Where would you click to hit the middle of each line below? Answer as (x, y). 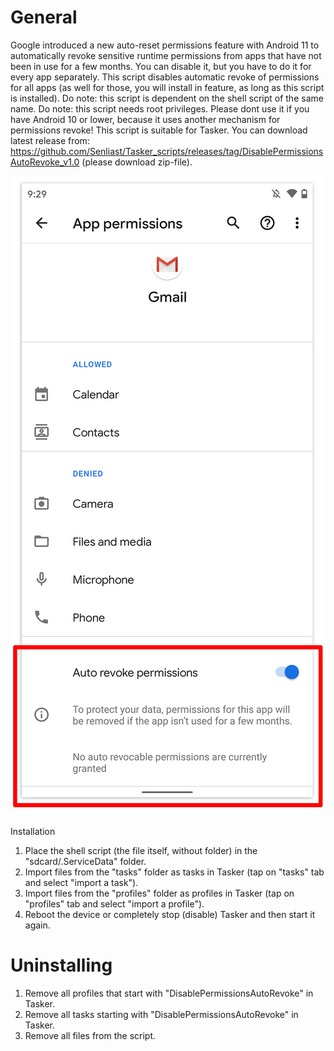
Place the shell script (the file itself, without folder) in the (141, 850)
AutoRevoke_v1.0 (45, 162)
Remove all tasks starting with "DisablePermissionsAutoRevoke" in (161, 1014)
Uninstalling (61, 965)
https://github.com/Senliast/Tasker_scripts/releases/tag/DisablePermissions (167, 151)
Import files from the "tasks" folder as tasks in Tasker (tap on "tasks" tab (174, 872)
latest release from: (50, 140)
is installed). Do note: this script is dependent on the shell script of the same (167, 98)
